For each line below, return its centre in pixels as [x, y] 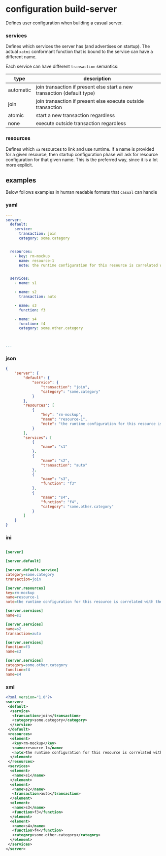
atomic [16, 116]
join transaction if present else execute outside [90, 101]
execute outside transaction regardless [81, 124]
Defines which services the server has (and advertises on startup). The [78, 46]
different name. [21, 57]
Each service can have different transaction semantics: [62, 66]
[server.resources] [26, 588]
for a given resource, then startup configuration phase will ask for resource [82, 154]
